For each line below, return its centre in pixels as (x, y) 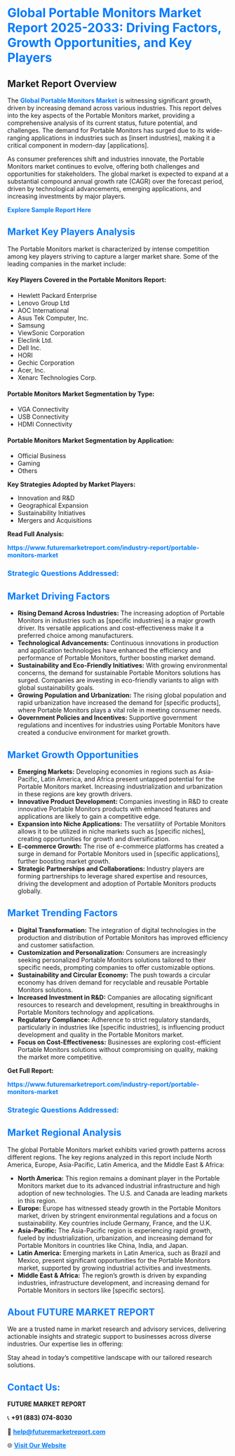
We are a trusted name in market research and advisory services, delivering (117, 1329)
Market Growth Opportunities (73, 754)
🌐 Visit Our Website (37, 1445)
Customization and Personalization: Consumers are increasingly (112, 952)
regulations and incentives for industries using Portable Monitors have (119, 725)
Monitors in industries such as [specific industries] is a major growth (116, 620)
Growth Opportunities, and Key (100, 43)
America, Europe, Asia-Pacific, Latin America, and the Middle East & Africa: (116, 1164)
